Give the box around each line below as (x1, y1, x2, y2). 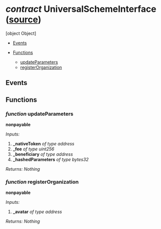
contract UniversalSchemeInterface (5, 3, 157, 15)
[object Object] (5, 30, 37, 36)
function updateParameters (5, 110, 74, 117)
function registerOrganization (5, 178, 79, 185)
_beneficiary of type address (12, 151, 73, 157)
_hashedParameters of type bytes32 (12, 157, 89, 163)
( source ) (5, 14, 41, 25)
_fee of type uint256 (12, 146, 55, 152)
